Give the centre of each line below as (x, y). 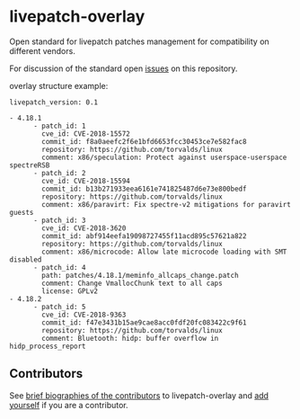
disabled (26, 259)
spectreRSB (30, 165)
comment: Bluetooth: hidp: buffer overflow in (130, 338)
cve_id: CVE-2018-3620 (84, 228)
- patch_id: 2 (60, 173)
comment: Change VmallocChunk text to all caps (132, 283)
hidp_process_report (48, 346)
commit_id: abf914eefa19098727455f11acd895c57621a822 (144, 236)
